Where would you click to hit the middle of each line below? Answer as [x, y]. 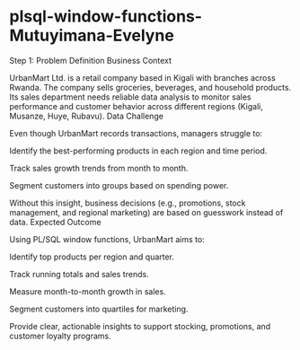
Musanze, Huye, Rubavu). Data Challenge [87, 116]
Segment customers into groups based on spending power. [119, 185]
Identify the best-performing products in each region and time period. [138, 151]
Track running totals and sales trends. [79, 274]
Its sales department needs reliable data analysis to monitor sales [130, 97]
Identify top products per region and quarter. [92, 257]
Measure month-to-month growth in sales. [88, 291]
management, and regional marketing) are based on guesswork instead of [146, 212]
